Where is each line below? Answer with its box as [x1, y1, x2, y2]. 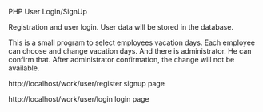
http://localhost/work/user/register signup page [8, 79, 165, 88]
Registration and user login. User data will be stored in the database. [8, 22, 234, 31]
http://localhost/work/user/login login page [8, 94, 149, 103]
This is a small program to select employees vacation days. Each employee [8, 38, 256, 47]
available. [8, 63, 40, 73]
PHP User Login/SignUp [8, 7, 88, 16]
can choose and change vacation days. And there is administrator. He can [8, 46, 252, 55]
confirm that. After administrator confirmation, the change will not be [8, 55, 235, 64]
